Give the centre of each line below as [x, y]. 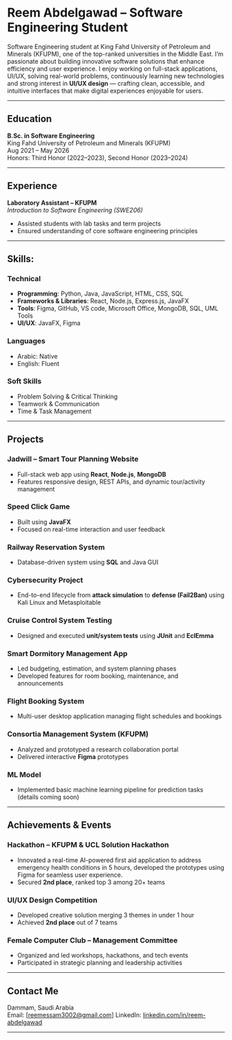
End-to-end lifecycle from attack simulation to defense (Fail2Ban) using [121, 595]
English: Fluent [38, 363]
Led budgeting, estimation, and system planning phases [97, 668]
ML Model [24, 774]
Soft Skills [25, 381]
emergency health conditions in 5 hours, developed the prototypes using [120, 867]
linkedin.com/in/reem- [174, 1015]
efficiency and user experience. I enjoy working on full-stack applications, [113, 69]
